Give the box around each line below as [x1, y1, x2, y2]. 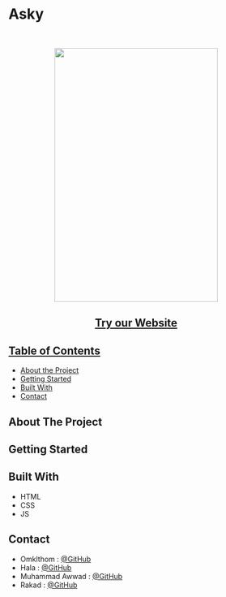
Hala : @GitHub [19, 562, 72, 573]
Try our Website [94, 316, 178, 330]
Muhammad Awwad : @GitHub [19, 571, 123, 581]
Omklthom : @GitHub [19, 554, 92, 564]
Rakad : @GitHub [19, 580, 78, 590]
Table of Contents [8, 344, 101, 357]
